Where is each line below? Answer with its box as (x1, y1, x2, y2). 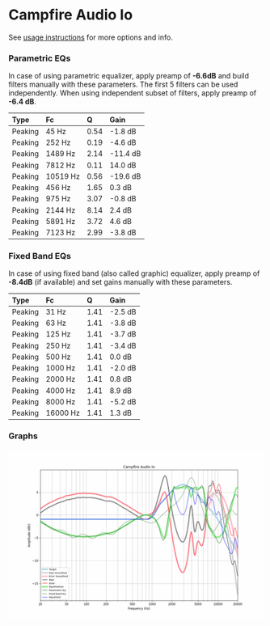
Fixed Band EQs (8, 250, 71, 261)
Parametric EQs (8, 53, 71, 64)
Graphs (8, 430, 38, 442)
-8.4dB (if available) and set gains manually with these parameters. (8, 277, 233, 287)
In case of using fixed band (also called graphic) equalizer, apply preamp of (8, 269, 260, 278)
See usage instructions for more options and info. (8, 32, 174, 42)
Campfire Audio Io (8, 6, 133, 24)
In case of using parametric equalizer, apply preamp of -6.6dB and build (8, 71, 249, 81)
